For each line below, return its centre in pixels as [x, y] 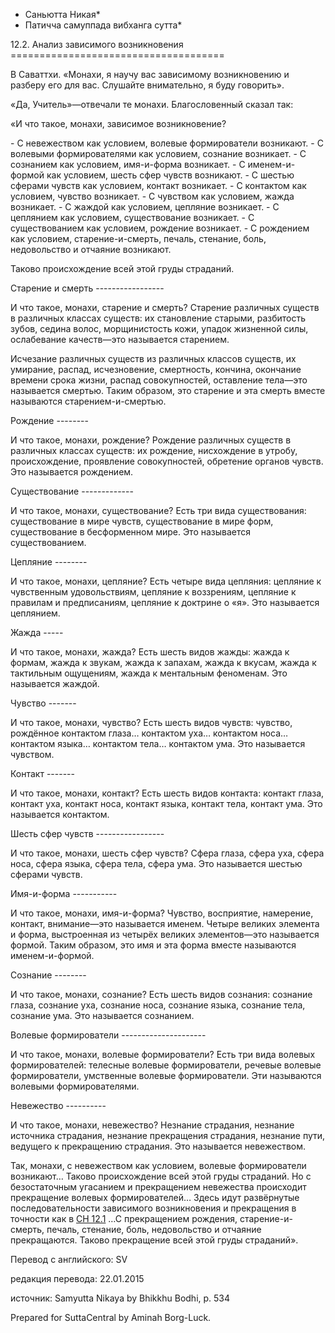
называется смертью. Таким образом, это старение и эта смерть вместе [168, 390]
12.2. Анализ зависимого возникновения [97, 44]
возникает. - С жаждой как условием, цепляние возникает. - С [145, 207]
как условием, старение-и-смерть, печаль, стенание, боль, [138, 238]
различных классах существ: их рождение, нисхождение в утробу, [154, 450]
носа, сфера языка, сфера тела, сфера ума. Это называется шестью [156, 863]
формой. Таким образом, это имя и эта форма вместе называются [153, 945]
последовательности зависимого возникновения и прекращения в [153, 1208]
